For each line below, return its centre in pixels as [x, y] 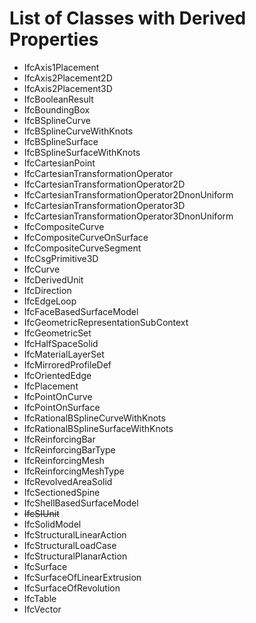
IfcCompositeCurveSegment [82, 248]
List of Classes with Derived [128, 18]
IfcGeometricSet [57, 333]
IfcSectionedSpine [62, 492]
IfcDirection [47, 290]
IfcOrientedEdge [57, 375]
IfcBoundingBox [57, 109]
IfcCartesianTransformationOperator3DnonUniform [128, 216]
